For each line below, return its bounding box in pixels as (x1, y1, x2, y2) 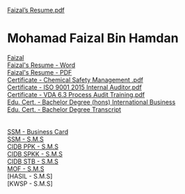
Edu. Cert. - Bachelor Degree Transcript (7, 105, 122, 114)
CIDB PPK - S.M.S (7, 142, 59, 151)
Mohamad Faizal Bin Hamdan (7, 31, 179, 46)
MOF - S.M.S (7, 164, 45, 173)
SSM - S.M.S (7, 135, 44, 143)
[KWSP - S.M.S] (7, 179, 54, 188)
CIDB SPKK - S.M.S (7, 149, 63, 158)
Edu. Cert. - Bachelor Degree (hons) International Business (7, 98, 176, 106)
